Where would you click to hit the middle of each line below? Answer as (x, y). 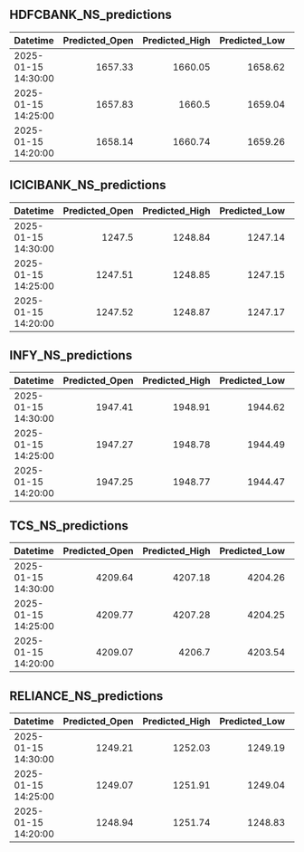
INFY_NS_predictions (71, 355)
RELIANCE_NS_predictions (86, 696)
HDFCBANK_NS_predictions (90, 15)
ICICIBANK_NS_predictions (88, 185)
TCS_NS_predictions (69, 526)
